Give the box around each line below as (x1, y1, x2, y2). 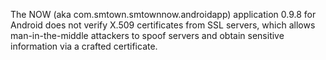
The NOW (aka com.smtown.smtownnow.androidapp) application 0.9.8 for (10, 9, 317, 20)
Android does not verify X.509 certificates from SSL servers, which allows (10, 19, 316, 31)
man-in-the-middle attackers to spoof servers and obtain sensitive (10, 30, 285, 41)
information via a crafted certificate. (10, 40, 158, 52)
